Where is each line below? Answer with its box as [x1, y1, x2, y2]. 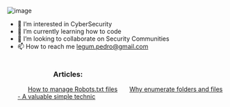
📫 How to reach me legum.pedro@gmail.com [17, 42, 149, 50]
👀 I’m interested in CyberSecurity [17, 20, 113, 28]
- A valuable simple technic [17, 93, 96, 101]
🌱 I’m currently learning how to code [17, 28, 122, 35]
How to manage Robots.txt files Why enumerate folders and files [27, 85, 223, 93]
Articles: [53, 69, 83, 79]
